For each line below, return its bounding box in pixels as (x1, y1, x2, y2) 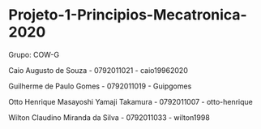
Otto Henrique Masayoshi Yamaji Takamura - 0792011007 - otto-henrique (8, 97, 253, 106)
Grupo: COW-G (8, 49, 59, 59)
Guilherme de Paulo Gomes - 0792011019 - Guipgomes (8, 81, 192, 91)
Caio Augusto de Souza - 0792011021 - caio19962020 (8, 65, 188, 75)
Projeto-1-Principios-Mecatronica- (8, 6, 247, 24)
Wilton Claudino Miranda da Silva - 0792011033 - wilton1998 (8, 112, 211, 123)
